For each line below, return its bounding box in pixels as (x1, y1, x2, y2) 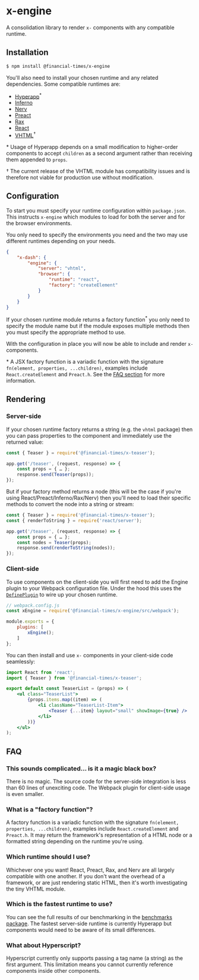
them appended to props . (6, 156, 68, 163)
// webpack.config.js (6, 603, 60, 608)
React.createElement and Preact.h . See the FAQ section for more (6, 371, 165, 378)
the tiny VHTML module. (6, 885, 66, 892)
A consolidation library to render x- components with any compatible (6, 24, 175, 31)
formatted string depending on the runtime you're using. (6, 838, 144, 845)
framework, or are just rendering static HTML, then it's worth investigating (6, 879, 188, 886)
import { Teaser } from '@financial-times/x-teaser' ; (6, 675, 143, 681)
